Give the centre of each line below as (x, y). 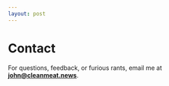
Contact (32, 48)
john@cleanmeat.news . (43, 75)
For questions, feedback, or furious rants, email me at (85, 68)
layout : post (27, 14)
